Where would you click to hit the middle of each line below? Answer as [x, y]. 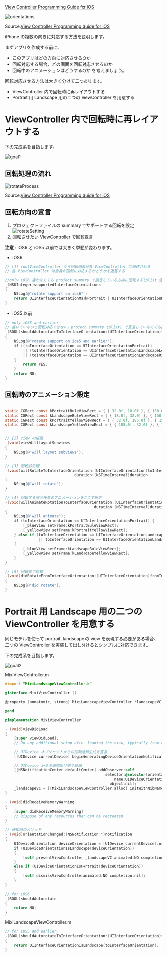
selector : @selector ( [126, 775]
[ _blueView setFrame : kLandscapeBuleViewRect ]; [72, 549]
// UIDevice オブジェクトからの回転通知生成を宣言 [61, 752]
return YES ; [36, 364]
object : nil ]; [123, 784]
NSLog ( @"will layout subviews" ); [49, 452]
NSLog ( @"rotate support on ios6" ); [51, 294]
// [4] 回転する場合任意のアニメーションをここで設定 [54, 498]
